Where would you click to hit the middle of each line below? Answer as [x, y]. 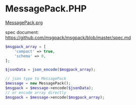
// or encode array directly [36, 92]
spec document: [22, 32]
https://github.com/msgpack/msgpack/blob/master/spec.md [68, 37]
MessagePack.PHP [46, 9]
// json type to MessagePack [36, 79]
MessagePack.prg [24, 22]
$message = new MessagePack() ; [38, 83]
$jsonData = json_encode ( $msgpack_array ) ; [50, 70]
